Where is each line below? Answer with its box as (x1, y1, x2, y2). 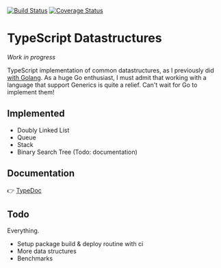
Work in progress (7, 53, 56, 61)
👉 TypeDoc (7, 186, 42, 194)
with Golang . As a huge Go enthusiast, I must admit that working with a (7, 73, 207, 81)
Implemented (7, 108, 65, 120)
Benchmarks (16, 254, 53, 263)
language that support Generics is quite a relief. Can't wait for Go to (7, 81, 198, 89)
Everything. (7, 226, 40, 235)
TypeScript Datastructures (7, 31, 162, 46)
